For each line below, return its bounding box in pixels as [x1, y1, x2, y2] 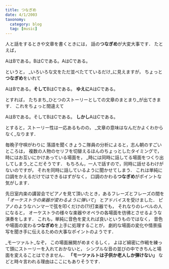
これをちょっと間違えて [15, 103, 64, 109]
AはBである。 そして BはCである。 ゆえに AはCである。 [5, 86, 118, 92]
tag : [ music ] [10, 26, 38, 31]
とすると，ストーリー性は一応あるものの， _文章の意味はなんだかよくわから [5, 125, 163, 131]
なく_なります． [5, 131, 39, 137]
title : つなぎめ [5, 7, 37, 13]
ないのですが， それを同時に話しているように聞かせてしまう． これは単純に [5, 167, 163, 173]
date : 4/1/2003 [5, 12, 38, 17]
